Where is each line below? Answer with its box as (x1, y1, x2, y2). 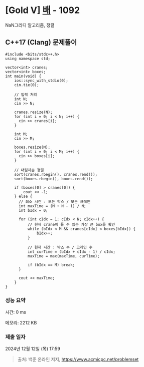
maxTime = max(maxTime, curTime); (27, 253, 100, 258)
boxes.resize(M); (14, 145, 51, 150)
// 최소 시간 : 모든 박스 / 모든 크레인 (18, 199, 91, 204)
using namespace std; (5, 56, 51, 61)
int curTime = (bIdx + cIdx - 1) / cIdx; (27, 249, 115, 254)
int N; (14, 96, 28, 102)
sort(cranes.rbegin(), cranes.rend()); (14, 172, 98, 177)
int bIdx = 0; (18, 208, 49, 213)
